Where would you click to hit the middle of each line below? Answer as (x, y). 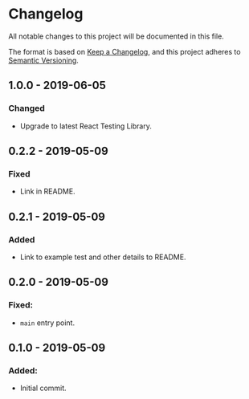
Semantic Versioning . (43, 60)
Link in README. (47, 191)
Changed (27, 108)
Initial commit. (43, 388)
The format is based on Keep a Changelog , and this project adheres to (124, 51)
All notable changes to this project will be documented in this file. (116, 36)
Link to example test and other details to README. (103, 257)
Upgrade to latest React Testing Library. (86, 126)
